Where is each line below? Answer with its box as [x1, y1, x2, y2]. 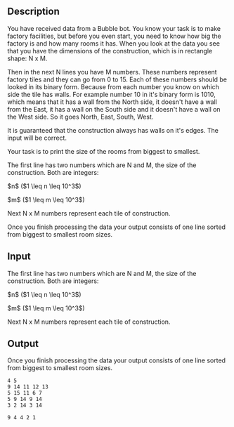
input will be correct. [7, 133, 67, 142]
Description [7, 6, 60, 18]
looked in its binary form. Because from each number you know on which [7, 82, 219, 91]
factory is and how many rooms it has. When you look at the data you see [7, 39, 220, 48]
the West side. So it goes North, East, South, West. [7, 112, 154, 121]
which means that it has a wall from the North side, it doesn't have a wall [7, 98, 218, 106]
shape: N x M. [7, 54, 48, 63]
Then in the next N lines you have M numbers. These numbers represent [7, 67, 217, 76]
